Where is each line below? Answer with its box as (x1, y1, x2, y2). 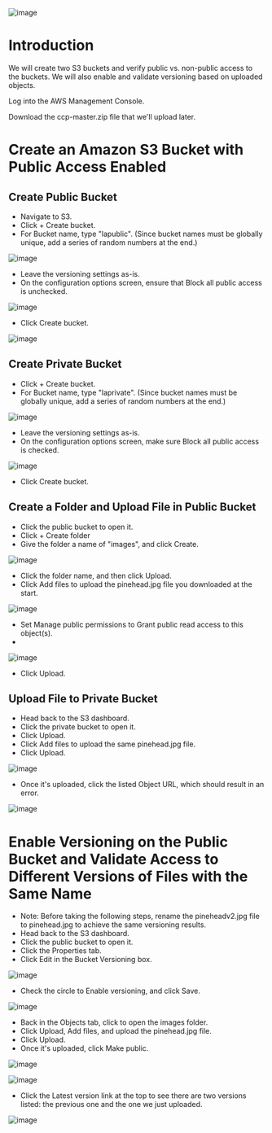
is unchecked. (20, 286, 68, 296)
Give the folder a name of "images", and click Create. (20, 539, 200, 549)
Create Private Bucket (8, 357, 122, 371)
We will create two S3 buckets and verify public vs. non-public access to (8, 63, 253, 72)
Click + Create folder (20, 530, 91, 540)
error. (20, 788, 39, 798)
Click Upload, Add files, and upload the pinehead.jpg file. (20, 1026, 212, 1036)
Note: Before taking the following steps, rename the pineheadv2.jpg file (20, 912, 261, 921)
